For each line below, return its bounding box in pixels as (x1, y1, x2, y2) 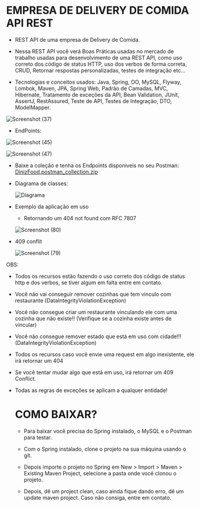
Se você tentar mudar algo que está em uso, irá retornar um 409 (14, 369, 174, 376)
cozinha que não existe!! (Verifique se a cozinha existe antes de (14, 315, 172, 322)
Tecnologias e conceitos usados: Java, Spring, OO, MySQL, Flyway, (14, 78, 182, 86)
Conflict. (14, 375, 36, 382)
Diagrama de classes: (14, 180, 69, 187)
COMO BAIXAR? (14, 408, 97, 421)
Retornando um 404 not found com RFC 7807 (23, 214, 136, 221)
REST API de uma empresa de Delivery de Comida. (14, 36, 140, 43)
